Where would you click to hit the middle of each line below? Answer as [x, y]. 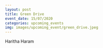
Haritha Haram [20, 41]
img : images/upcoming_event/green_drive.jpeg [51, 28]
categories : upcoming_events [34, 23]
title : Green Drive [25, 14]
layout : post [18, 9]
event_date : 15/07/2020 [29, 18]
